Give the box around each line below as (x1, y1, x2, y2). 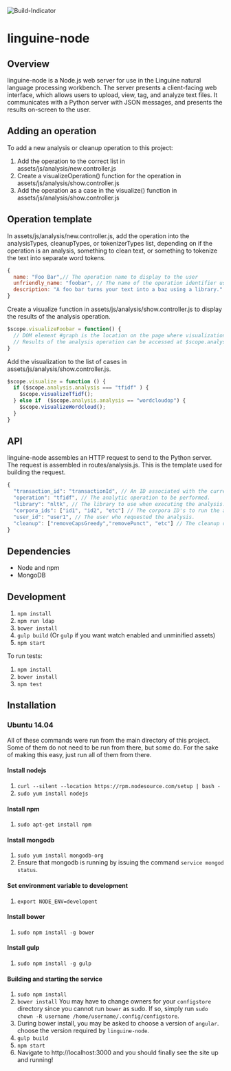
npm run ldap (16, 618, 55, 625)
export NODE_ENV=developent (16, 898, 98, 905)
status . (16, 866, 38, 874)
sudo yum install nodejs (16, 790, 89, 797)
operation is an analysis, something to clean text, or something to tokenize (7, 246, 218, 255)
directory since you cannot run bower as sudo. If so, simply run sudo (16, 1005, 208, 1013)
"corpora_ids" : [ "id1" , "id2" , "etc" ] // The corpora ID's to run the (13, 507, 220, 514)
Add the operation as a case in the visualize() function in (16, 186, 177, 194)
